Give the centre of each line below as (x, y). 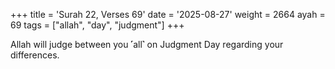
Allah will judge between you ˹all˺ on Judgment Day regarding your (147, 44)
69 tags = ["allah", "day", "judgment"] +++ (97, 25)
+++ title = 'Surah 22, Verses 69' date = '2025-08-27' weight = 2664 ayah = (168, 14)
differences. (35, 55)
